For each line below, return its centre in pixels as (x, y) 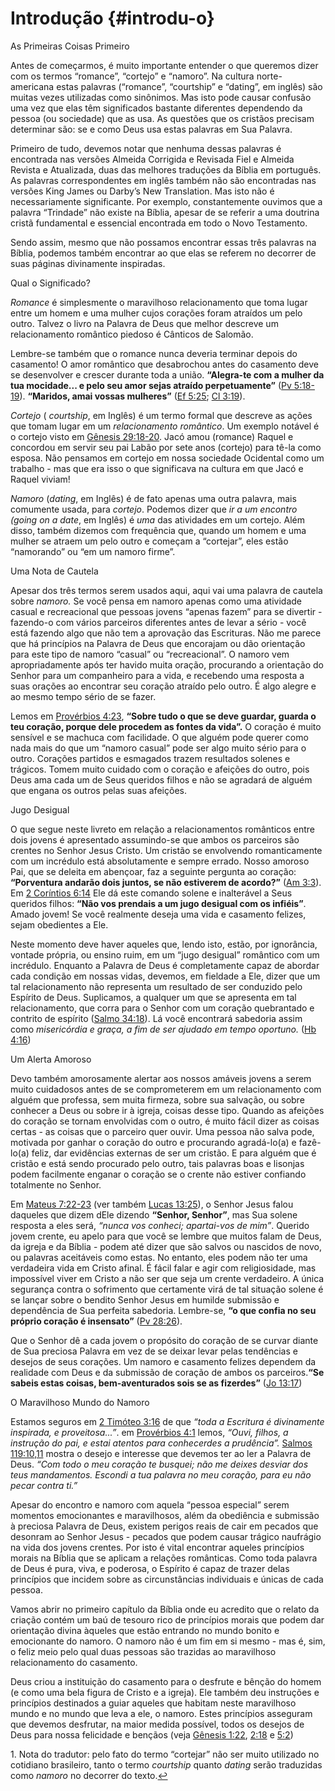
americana (32, 86)
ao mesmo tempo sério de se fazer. (83, 696)
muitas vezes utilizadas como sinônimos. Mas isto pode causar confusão (161, 97)
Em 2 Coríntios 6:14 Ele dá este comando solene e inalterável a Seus (151, 893)
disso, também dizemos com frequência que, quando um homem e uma (158, 530)
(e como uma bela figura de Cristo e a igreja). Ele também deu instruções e (165, 1692)
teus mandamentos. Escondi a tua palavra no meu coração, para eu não (161, 1474)
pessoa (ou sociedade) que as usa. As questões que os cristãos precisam (162, 118)
